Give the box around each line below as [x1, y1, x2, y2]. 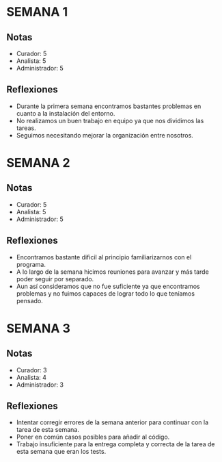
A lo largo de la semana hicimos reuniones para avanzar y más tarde [16, 268, 209, 276]
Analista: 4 [16, 373, 47, 381]
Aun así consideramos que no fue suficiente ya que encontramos [16, 282, 200, 290]
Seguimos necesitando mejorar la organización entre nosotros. [16, 131, 194, 139]
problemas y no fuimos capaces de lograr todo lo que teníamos [16, 289, 195, 298]
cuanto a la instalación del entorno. [16, 109, 115, 117]
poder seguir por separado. [16, 274, 94, 283]
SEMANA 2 [6, 155, 70, 170]
